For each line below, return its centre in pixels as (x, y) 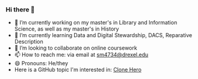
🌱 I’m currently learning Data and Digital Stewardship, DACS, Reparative (103, 35)
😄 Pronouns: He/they (41, 63)
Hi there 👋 (20, 10)
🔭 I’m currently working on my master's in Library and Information (96, 23)
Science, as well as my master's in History (67, 29)
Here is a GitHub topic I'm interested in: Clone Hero (78, 70)
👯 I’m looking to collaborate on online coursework (76, 48)
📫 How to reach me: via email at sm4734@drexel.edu (81, 55)
